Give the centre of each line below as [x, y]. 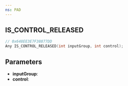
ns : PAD [13, 10]
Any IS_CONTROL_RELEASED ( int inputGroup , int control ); [64, 46]
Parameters [24, 62]
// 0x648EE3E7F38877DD [29, 41]
